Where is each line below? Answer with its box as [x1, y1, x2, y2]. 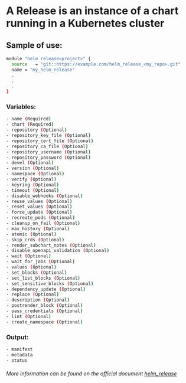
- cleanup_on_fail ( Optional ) [6, 220, 81, 227]
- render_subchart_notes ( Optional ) [6, 242, 96, 248]
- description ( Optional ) [6, 297, 70, 303]
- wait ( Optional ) [6, 253, 51, 259]
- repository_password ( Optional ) [6, 155, 92, 161]
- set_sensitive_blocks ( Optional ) [6, 280, 94, 287]
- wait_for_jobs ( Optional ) [6, 258, 76, 265]
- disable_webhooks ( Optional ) [6, 193, 83, 199]
